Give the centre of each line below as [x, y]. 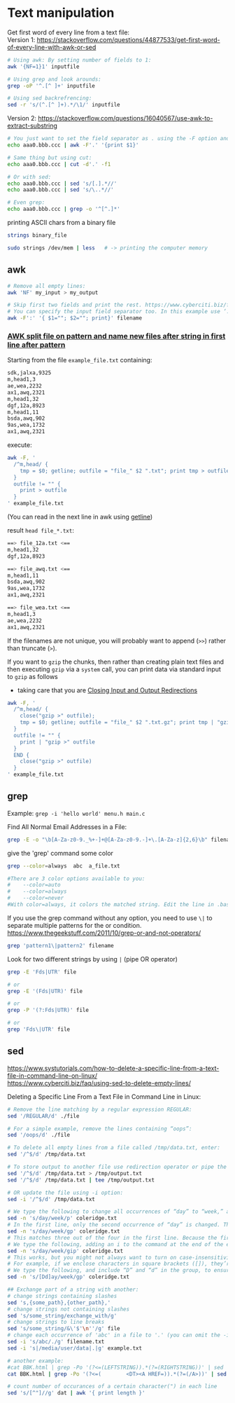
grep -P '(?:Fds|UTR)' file [48, 1011]
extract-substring [33, 126]
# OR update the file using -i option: [65, 1193]
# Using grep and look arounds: [54, 79]
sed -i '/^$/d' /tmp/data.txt [51, 1199]
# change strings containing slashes [62, 1296]
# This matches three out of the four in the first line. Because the [112, 1238]
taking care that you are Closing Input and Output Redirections [107, 690]
